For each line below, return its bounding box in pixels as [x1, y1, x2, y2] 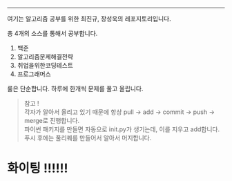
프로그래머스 [17, 70, 52, 78]
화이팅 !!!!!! [7, 160, 68, 176]
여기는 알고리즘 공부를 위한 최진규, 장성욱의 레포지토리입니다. [7, 15, 171, 23]
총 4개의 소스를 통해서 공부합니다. [7, 29, 98, 37]
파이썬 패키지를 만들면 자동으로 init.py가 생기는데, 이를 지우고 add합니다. [23, 125, 220, 133]
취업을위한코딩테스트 [17, 61, 74, 69]
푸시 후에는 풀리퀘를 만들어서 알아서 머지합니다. [23, 134, 152, 142]
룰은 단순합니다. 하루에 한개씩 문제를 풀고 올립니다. [7, 84, 144, 93]
